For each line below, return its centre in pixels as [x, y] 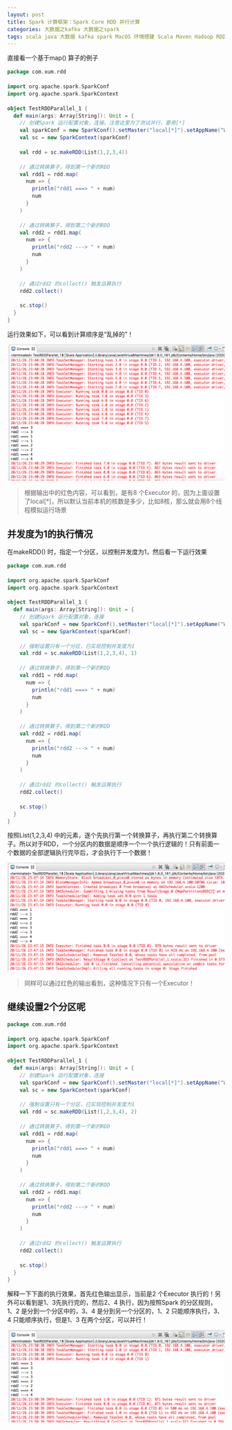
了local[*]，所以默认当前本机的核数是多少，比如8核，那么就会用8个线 [123, 501]
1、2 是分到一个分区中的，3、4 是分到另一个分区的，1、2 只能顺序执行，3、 [115, 1311]
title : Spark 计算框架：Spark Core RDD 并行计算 [74, 22]
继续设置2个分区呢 [47, 1007]
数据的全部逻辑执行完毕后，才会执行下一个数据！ [83, 853]
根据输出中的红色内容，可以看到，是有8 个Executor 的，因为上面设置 [122, 493]
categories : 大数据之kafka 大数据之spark [63, 29]
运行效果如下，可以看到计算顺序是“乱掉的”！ [70, 334]
